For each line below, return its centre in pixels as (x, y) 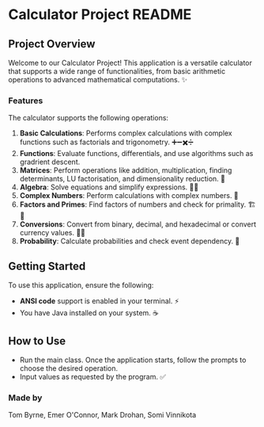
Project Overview (52, 44)
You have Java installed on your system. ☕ (89, 313)
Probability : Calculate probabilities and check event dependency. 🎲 (130, 241)
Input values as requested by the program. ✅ (92, 376)
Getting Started (47, 266)
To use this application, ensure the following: (81, 285)
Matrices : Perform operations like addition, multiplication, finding (126, 170)
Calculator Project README (100, 15)
